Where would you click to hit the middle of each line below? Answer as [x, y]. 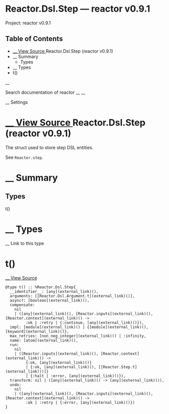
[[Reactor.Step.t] [118, 367]
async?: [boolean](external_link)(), [50, 300]
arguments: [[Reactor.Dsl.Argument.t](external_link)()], [73, 296]
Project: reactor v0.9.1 [28, 23]
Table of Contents [34, 39]
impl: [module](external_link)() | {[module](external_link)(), [79, 327]
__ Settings [16, 102]
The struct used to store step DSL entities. [49, 147]
